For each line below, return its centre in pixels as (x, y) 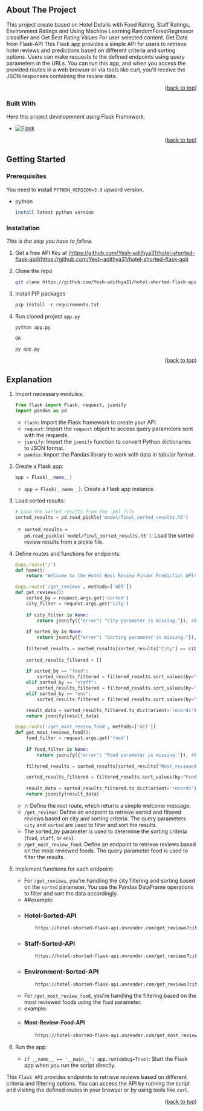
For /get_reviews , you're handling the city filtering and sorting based (109, 880)
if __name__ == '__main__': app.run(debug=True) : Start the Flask (106, 1058)
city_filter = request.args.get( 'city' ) (78, 604)
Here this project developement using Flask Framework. (76, 117)
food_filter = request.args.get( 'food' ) (78, 738)
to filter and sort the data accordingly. (71, 893)
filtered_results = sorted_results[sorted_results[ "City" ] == (106, 648)
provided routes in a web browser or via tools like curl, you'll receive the (96, 70)
